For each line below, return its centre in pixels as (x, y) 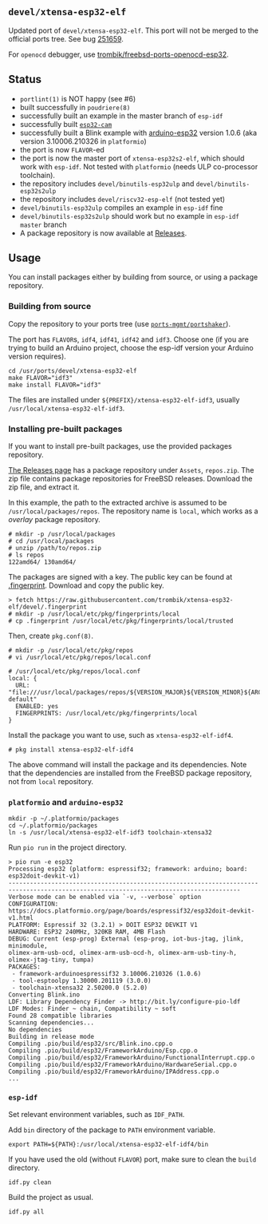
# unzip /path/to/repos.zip (55, 549)
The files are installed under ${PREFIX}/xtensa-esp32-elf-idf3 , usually (124, 399)
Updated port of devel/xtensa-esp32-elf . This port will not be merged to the (134, 30)
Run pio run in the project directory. (67, 848)
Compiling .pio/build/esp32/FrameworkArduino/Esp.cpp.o (103, 1051)
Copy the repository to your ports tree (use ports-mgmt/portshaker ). (120, 323)
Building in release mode (51, 1037)
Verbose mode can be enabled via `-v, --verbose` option (105, 897)
